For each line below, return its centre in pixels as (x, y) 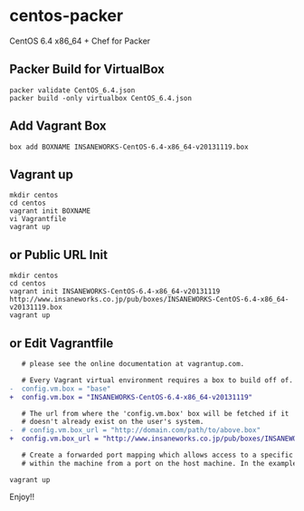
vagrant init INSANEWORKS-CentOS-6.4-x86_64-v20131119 (115, 292)
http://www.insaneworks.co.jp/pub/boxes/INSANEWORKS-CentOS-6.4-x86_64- (149, 300)
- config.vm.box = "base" (60, 389)
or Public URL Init (59, 255)
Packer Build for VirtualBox (87, 69)
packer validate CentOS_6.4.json (72, 90)
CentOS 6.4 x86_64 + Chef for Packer (80, 41)
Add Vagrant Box (58, 126)
